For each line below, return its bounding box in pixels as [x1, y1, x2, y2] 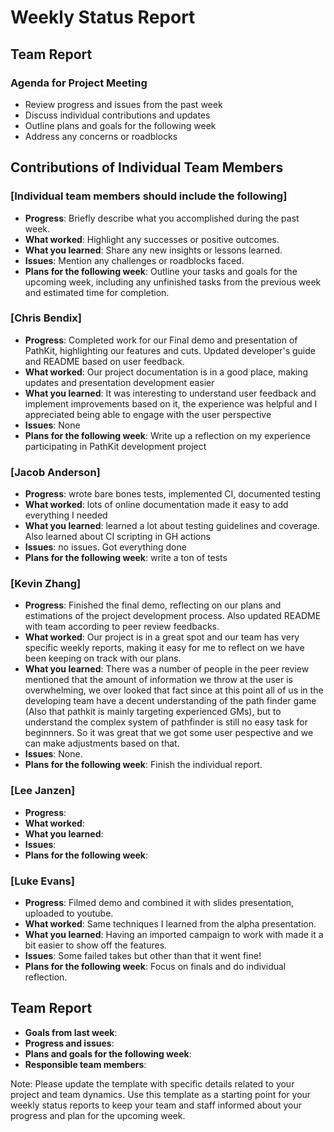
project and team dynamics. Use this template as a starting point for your [10, 1088, 312, 1100]
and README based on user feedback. [24, 355, 185, 367]
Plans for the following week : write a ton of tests [24, 552, 228, 564]
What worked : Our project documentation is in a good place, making [24, 366, 309, 378]
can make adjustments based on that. [24, 737, 180, 750]
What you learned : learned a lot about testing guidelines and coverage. [24, 520, 320, 532]
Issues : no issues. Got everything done [24, 541, 187, 553]
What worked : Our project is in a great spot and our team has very [24, 631, 300, 643]
